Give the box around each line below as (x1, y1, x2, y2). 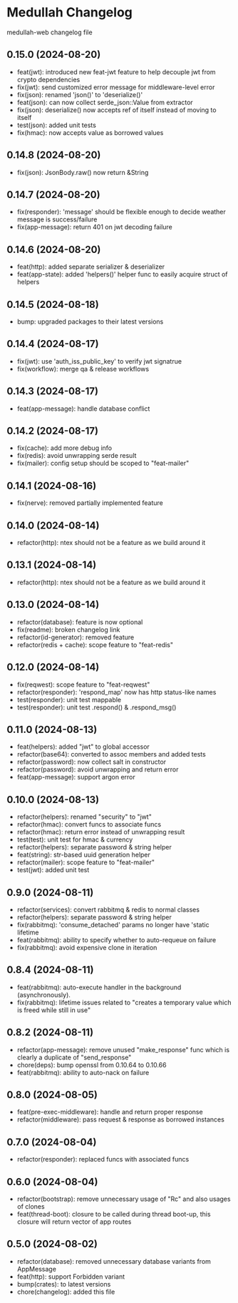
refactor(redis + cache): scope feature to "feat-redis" (16, 640, 174, 649)
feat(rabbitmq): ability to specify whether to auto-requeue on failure (16, 935, 217, 944)
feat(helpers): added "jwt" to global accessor (16, 742, 150, 751)
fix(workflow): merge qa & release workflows (16, 364, 150, 373)
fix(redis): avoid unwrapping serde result (16, 451, 137, 460)
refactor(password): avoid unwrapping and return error (16, 765, 179, 774)
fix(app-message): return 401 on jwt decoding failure (16, 223, 172, 231)
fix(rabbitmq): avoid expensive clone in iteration (16, 943, 157, 952)
